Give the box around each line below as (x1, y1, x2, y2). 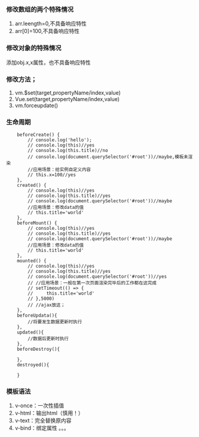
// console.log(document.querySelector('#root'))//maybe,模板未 (27, 154, 188, 160)
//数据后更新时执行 (27, 336, 69, 342)
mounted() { (17, 258, 47, 264)
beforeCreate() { (17, 132, 60, 138)
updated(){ (17, 329, 44, 336)
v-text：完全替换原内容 (14, 417, 72, 424)
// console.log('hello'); (27, 137, 93, 143)
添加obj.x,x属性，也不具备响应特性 (6, 59, 91, 66)
